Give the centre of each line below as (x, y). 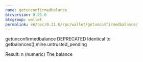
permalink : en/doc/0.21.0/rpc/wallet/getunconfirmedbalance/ (72, 24)
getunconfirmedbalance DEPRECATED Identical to (58, 39)
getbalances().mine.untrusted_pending (46, 45)
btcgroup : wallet (24, 19)
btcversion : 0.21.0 (26, 15)
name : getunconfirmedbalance (36, 10)
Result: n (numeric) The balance (39, 54)
